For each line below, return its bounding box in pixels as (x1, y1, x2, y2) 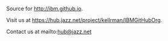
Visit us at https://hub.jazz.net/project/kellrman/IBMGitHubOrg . (6, 17, 163, 23)
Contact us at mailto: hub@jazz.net (6, 28, 92, 35)
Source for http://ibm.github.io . (6, 5, 83, 12)
